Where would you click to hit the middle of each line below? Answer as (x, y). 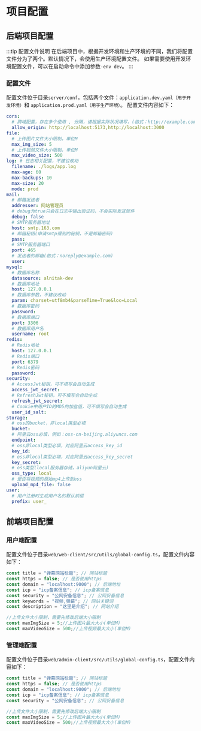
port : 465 (24, 250)
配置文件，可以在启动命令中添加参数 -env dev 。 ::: (72, 66)
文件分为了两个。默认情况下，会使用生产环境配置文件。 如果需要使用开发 (96, 59)
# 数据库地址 (26, 284)
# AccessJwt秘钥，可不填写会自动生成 (53, 384)
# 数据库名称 (26, 272)
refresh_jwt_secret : (37, 401)
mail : (13, 194)
